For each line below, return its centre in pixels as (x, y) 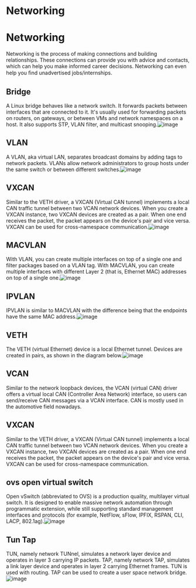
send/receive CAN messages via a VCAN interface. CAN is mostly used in (95, 400)
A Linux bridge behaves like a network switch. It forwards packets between (97, 105)
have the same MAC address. (42, 317)
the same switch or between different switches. (63, 169)
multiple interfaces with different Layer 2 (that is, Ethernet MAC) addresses (97, 272)
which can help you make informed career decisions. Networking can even (97, 66)
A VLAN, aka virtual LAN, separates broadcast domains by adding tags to (94, 157)
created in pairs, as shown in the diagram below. (64, 355)
